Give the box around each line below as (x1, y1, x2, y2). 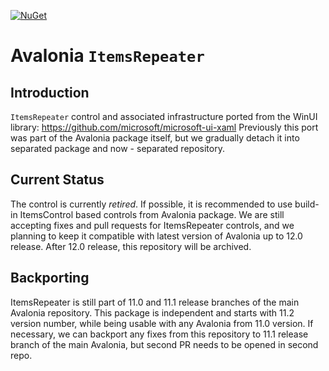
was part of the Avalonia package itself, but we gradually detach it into (10, 132, 300, 144)
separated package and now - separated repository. (10, 143, 225, 154)
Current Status (10, 171, 105, 189)
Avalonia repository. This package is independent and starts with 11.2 (10, 306, 295, 319)
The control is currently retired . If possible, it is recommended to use (10, 198, 293, 210)
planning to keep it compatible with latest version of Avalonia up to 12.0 (10, 230, 303, 242)
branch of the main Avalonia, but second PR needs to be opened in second (10, 338, 319, 350)
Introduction (10, 84, 90, 101)
